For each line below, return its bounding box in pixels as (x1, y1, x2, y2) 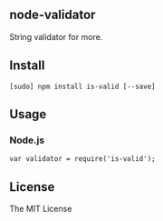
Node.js (9, 134, 45, 146)
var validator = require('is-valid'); (9, 155, 156, 164)
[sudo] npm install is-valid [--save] (9, 82, 156, 91)
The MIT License (9, 204, 72, 215)
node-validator (9, 7, 96, 23)
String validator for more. (9, 31, 103, 42)
